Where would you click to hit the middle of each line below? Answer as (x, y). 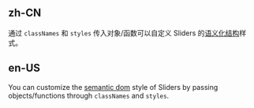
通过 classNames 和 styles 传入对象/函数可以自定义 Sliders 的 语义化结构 (124, 33)
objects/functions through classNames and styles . (89, 95)
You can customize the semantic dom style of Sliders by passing (113, 87)
